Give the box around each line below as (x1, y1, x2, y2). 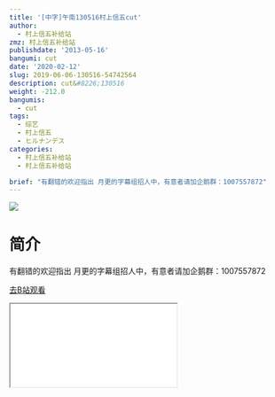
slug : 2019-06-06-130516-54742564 (9, 71, 137, 80)
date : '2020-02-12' (9, 63, 82, 72)
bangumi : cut (9, 54, 58, 63)
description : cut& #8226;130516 (9, 79, 125, 88)
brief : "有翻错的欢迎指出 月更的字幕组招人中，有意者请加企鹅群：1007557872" (9, 177, 268, 186)
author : (9, 21, 38, 30)
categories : (9, 144, 53, 153)
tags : (9, 112, 29, 121)
